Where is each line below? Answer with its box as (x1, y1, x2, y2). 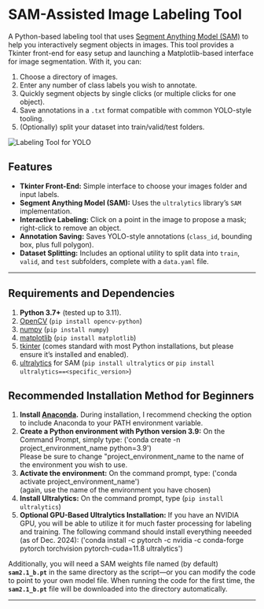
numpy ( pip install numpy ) (19, 325, 109, 334)
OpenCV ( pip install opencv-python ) (19, 316, 143, 325)
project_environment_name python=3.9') (19, 444, 152, 453)
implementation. (19, 206, 72, 216)
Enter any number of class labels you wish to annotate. (19, 80, 198, 90)
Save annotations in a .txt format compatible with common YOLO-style (19, 105, 252, 115)
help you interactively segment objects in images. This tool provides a (8, 39, 234, 49)
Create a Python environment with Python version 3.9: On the (19, 427, 225, 436)
